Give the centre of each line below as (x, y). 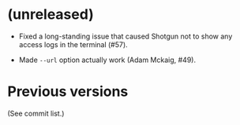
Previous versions (68, 92)
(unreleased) (51, 15)
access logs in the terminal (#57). (73, 44)
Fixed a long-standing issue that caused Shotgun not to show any (126, 36)
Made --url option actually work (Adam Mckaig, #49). (107, 60)
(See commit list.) (36, 113)
